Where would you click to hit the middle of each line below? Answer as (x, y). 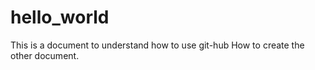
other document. (45, 55)
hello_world (60, 17)
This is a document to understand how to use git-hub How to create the (157, 45)
